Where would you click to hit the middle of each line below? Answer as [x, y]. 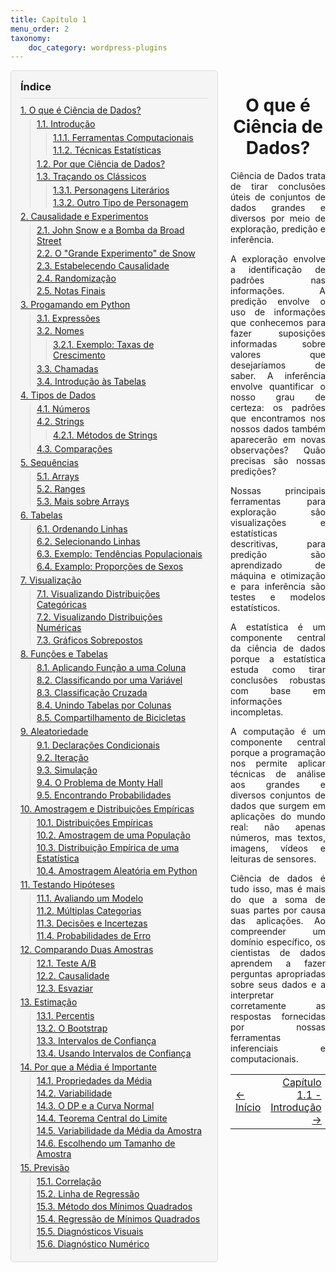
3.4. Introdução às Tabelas [91, 382]
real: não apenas [278, 827]
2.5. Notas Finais [71, 291]
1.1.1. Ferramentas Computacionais [123, 138]
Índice [36, 87]
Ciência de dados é [278, 878]
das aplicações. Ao [278, 921]
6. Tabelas [41, 515]
